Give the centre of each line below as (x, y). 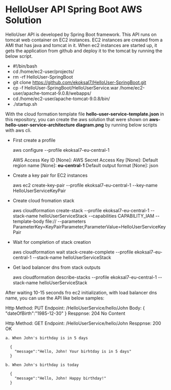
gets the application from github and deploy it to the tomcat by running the (84, 51)
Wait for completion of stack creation (52, 242)
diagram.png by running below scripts (117, 125)
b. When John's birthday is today (42, 365)
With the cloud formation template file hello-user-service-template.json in (85, 114)
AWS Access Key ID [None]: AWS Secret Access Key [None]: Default (85, 160)
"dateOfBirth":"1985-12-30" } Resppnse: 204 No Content (65, 313)
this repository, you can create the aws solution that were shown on (77, 119)
